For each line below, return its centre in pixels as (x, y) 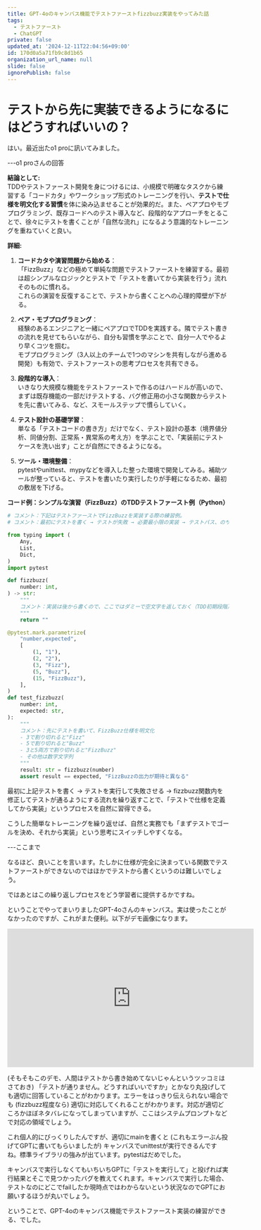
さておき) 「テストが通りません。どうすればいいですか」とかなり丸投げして (117, 1086)
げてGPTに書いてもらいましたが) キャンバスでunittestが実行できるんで (109, 1146)
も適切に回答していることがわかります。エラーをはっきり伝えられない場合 (115, 1096)
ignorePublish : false (39, 72)
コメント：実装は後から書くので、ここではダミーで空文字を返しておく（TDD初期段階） (126, 607)
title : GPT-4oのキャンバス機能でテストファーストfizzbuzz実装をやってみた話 (108, 14)
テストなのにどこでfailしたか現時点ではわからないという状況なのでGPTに (113, 1187)
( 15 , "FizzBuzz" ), (59, 678)
